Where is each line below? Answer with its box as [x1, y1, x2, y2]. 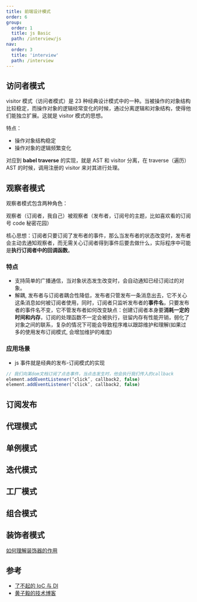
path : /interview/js [11, 36, 62, 42]
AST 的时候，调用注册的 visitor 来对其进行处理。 [6, 164, 123, 171]
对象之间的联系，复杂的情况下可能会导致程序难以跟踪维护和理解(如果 [14, 321, 181, 329]
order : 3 [11, 47, 33, 53]
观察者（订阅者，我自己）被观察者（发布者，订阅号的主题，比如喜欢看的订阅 [6, 212, 191, 219]
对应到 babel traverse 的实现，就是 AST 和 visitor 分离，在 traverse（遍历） [6, 157, 189, 164]
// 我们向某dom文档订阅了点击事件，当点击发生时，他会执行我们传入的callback [6, 371, 174, 377]
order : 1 [11, 25, 33, 31]
